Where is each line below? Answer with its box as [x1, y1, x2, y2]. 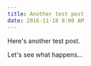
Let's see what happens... [7, 50, 83, 59]
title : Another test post [7, 10, 84, 18]
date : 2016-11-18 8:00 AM [7, 17, 84, 24]
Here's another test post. [7, 36, 80, 45]
